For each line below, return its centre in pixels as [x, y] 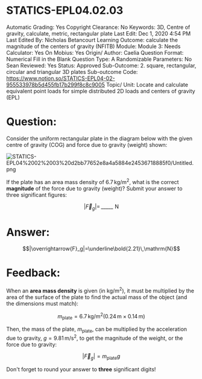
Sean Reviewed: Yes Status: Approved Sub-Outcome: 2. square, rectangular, [101, 65]
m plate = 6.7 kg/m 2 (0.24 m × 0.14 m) [101, 316]
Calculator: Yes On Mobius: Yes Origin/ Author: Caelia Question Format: [95, 52]
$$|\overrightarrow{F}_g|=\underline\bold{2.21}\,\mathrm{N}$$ [101, 249]
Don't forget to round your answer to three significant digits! [81, 369]
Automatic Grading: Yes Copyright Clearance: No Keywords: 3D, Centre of [98, 27]
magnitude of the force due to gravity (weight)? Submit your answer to [94, 188]
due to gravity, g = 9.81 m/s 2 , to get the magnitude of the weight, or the [95, 337]
